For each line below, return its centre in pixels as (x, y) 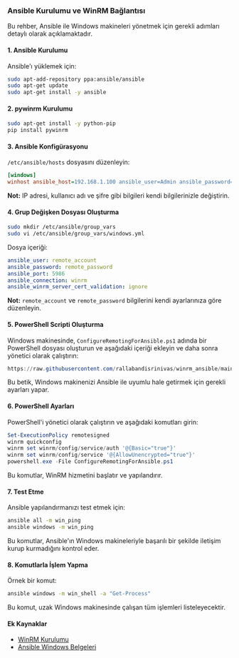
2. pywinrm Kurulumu (40, 108)
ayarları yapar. (28, 390)
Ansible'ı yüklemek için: (42, 66)
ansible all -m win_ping (44, 521)
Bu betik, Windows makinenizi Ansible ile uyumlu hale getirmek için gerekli (117, 382)
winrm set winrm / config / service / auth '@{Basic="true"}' (92, 448)
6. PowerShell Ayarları (41, 406)
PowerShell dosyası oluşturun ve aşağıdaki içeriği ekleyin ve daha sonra (113, 348)
